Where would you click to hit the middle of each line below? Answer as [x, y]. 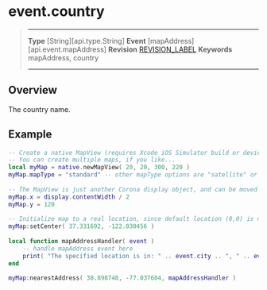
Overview [33, 90]
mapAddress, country [63, 57]
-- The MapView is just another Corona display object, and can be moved [133, 189]
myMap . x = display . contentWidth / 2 [69, 197]
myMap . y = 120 [32, 204]
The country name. [39, 109]
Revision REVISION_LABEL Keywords [170, 49]
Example [30, 135]
